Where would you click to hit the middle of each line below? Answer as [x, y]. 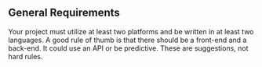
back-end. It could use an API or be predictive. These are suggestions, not [128, 48]
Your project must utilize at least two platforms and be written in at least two [131, 31]
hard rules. [25, 56]
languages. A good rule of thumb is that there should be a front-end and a [127, 40]
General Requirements [64, 13]
